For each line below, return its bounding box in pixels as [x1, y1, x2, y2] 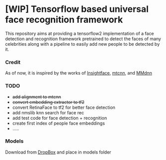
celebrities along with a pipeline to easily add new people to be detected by [5, 41, 160, 47]
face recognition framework [5, 14, 123, 25]
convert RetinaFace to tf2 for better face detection [12, 104, 116, 110]
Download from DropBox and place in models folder [5, 149, 111, 155]
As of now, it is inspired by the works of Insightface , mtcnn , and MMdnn [5, 70, 153, 76]
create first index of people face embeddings [12, 120, 105, 126]
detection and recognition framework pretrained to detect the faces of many [5, 36, 162, 42]
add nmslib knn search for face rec [12, 109, 84, 115]
